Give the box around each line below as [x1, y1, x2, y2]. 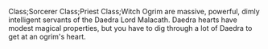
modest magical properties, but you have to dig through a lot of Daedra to [8, 24, 253, 32]
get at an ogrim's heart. [8, 32, 86, 41]
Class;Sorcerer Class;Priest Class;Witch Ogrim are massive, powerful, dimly [8, 7, 260, 16]
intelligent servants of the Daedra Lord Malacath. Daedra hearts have [8, 15, 237, 24]
